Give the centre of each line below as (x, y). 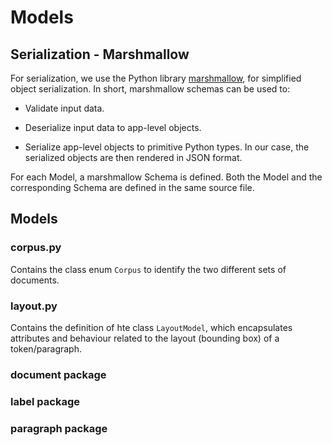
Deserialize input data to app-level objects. (113, 127)
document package (58, 374)
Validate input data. (64, 108)
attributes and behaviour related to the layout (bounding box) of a (145, 338)
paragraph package (59, 428)
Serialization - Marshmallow (100, 54)
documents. (35, 280)
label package (45, 401)
